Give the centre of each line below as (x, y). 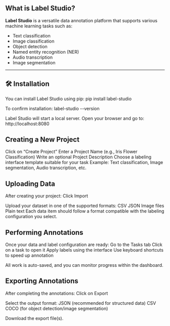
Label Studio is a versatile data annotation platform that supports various (81, 20)
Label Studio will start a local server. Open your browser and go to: (75, 118)
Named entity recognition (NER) (46, 52)
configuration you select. (31, 217)
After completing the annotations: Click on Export (57, 293)
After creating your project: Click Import (47, 196)
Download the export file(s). (34, 318)
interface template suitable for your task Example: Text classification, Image (84, 162)
